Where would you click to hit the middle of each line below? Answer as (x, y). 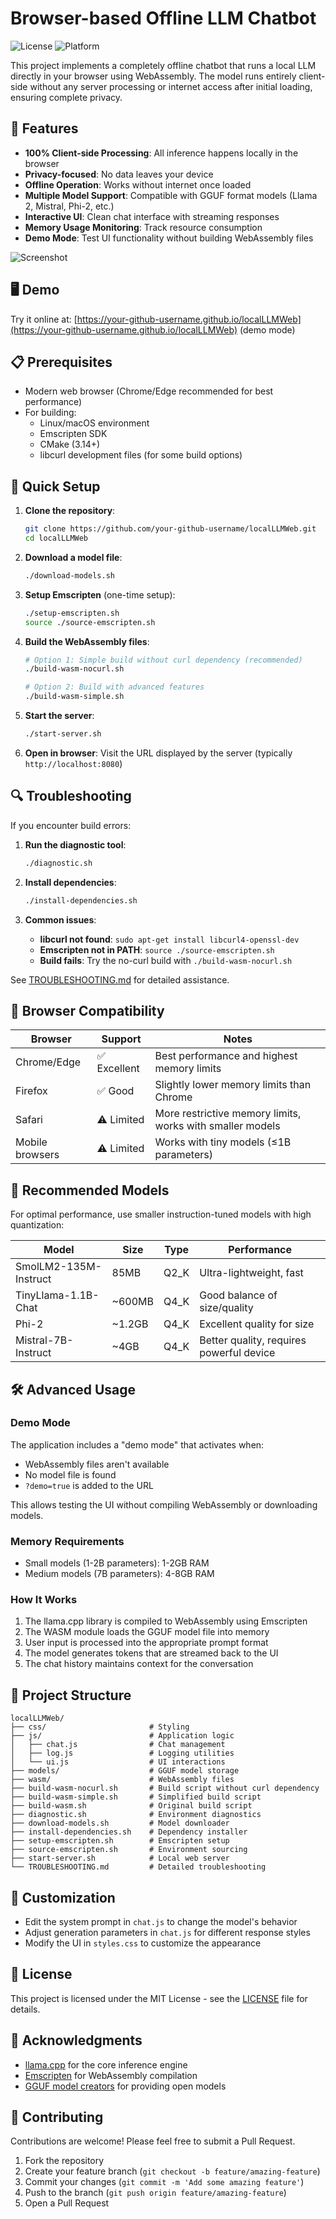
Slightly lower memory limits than (233, 1085)
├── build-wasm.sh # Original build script (131, 1806)
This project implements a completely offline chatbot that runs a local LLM (163, 65)
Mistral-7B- (44, 1340)
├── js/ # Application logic (122, 1736)
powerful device (237, 1353)
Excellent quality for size (257, 1324)
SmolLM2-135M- (58, 1267)
